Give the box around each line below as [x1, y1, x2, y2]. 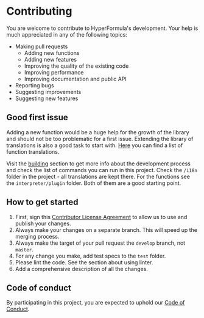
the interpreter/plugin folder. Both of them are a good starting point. [6, 179, 181, 187]
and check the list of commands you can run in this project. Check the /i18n [6, 166, 198, 173]
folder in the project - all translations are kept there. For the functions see [6, 173, 191, 180]
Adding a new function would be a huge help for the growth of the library [6, 128, 190, 136]
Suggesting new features [15, 95, 79, 102]
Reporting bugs [15, 81, 54, 89]
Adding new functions [24, 49, 80, 56]
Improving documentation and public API [24, 75, 127, 82]
